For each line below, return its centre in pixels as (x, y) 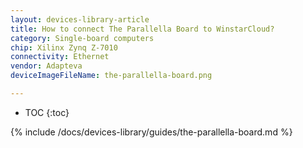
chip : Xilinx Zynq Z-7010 (64, 47)
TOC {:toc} (47, 112)
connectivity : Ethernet (60, 57)
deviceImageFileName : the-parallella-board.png (111, 76)
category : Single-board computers (82, 38)
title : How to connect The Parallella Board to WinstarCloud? (142, 29)
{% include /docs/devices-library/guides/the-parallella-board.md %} (151, 132)
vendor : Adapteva (46, 66)
